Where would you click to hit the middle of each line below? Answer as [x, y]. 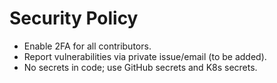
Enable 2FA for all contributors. [87, 46]
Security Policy [74, 18]
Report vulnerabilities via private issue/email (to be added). [145, 56]
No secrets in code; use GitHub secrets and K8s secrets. [140, 67]
